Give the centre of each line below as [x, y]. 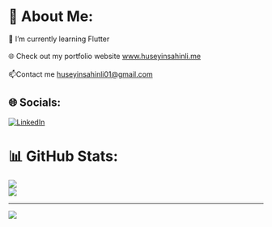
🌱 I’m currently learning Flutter [59, 39]
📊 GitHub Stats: [64, 156]
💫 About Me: [51, 17]
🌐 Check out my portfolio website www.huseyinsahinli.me [104, 56]
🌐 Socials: [35, 103]
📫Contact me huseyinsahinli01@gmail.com [81, 74]
